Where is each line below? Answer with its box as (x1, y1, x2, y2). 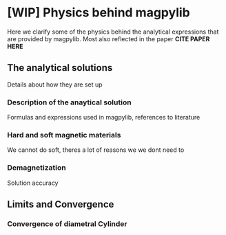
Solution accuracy (7, 179, 59, 187)
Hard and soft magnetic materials (7, 130, 121, 139)
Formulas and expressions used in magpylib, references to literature (7, 113, 201, 122)
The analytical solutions (7, 62, 113, 74)
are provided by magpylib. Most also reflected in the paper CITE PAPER (7, 34, 210, 43)
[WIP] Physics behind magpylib (7, 5, 191, 21)
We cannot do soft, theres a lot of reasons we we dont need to (7, 146, 185, 154)
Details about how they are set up (7, 80, 103, 89)
